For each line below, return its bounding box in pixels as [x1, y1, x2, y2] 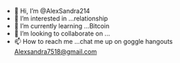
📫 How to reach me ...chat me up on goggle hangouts [13, 38, 173, 45]
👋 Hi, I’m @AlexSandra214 [13, 7, 91, 15]
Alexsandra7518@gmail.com [13, 47, 97, 56]
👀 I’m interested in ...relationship [13, 14, 108, 23]
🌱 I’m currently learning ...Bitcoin [13, 22, 110, 30]
